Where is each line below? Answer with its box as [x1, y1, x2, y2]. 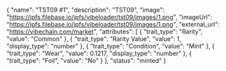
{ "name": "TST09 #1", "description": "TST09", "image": [6, 6, 165, 14]
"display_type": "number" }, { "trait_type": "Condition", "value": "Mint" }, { [6, 42, 215, 50]
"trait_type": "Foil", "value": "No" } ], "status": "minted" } [6, 57, 167, 64]
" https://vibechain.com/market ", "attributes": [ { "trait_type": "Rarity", [6, 27, 203, 35]
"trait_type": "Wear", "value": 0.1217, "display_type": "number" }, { [6, 49, 192, 57]
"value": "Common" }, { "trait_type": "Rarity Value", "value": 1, [6, 35, 181, 43]
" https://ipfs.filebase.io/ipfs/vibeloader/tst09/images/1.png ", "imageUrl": [6, 13, 212, 21]
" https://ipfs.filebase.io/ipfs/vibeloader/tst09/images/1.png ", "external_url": [6, 20, 220, 28]
